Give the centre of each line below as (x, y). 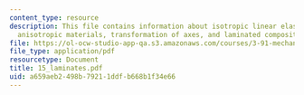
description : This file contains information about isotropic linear (143, 26)
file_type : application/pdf (62, 52)
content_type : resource (54, 18)
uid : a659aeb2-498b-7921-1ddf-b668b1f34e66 (93, 77)
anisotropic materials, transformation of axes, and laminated (139, 34)
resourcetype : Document (54, 60)
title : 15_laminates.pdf (56, 69)
